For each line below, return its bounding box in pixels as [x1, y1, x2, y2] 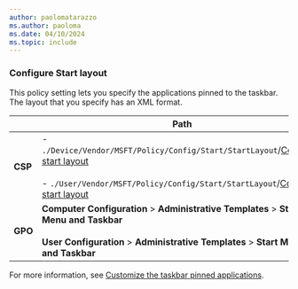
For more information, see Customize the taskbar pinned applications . [9, 269, 264, 280]
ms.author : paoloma [9, 21, 82, 30]
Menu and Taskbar [41, 214, 123, 226]
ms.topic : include [9, 37, 77, 47]
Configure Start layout [9, 67, 108, 80]
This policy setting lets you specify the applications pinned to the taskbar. [9, 87, 278, 98]
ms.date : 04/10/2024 [9, 29, 86, 38]
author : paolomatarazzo [9, 12, 98, 22]
